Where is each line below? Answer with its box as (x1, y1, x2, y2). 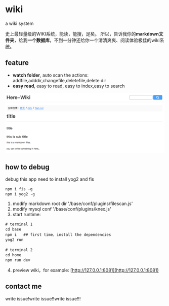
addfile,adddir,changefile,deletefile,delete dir (12, 77, 106, 83)
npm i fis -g (5, 187, 33, 192)
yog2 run (5, 237, 24, 243)
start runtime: (12, 212, 41, 218)
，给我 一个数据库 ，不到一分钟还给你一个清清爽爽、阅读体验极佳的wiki (14, 37, 160, 43)
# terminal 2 (5, 248, 33, 253)
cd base (5, 227, 22, 232)
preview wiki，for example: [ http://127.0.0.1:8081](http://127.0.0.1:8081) (12, 267, 159, 274)
